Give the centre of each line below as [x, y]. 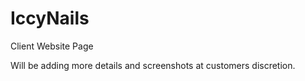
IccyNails [50, 18]
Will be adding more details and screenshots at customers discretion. [153, 65]
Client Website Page [52, 46]
